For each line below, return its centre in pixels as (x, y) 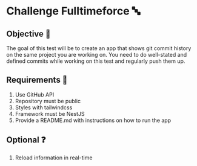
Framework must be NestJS (50, 113)
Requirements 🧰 (37, 80)
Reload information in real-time (54, 158)
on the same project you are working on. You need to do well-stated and (97, 55)
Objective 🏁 (28, 34)
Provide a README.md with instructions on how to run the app (93, 120)
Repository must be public (48, 101)
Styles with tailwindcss (44, 107)
